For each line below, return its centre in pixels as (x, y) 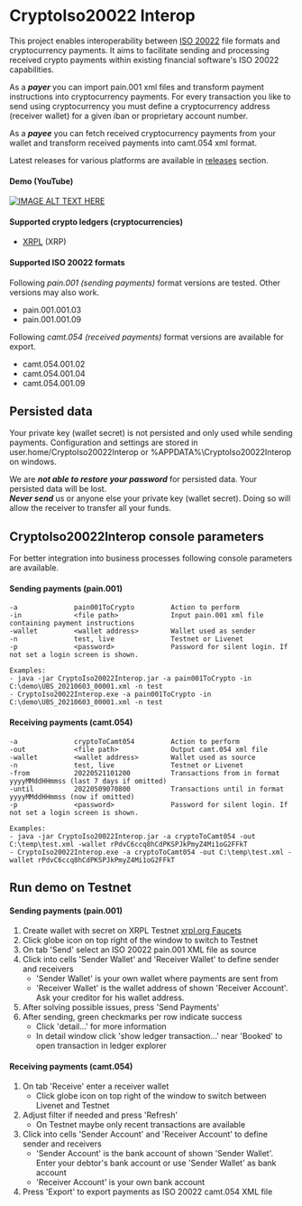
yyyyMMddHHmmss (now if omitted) (72, 797)
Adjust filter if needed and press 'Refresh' (100, 1115)
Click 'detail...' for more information (101, 1026)
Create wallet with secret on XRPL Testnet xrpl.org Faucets (132, 931)
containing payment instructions (72, 624)
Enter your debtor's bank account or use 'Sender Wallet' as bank (156, 1163)
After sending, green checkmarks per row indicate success (132, 1017)
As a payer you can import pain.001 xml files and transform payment (137, 87)
